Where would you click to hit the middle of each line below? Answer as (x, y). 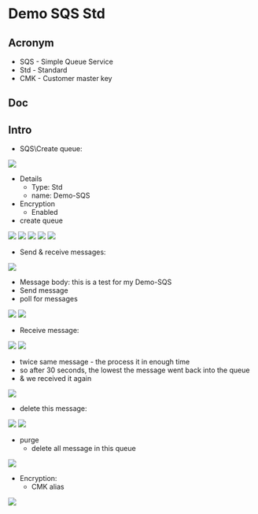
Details (31, 179)
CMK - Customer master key (66, 78)
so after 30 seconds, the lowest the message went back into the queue (135, 370)
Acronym (31, 43)
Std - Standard (43, 70)
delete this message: (53, 409)
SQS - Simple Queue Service (66, 61)
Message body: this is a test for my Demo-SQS (96, 282)
